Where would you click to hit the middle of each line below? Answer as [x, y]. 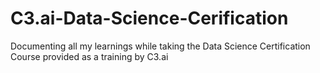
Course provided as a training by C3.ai [89, 56]
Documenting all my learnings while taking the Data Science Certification [160, 46]
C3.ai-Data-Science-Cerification [149, 18]
